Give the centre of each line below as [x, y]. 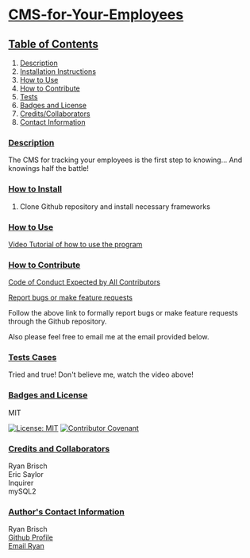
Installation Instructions [58, 72]
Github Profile [31, 537]
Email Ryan [27, 546]
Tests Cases [33, 358]
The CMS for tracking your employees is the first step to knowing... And [125, 160]
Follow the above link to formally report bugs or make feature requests [123, 313]
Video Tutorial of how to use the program [75, 244]
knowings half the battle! [49, 169]
